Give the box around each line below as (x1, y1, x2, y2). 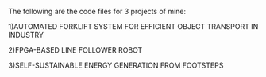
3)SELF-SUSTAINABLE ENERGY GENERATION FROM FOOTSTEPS (8, 60, 224, 70)
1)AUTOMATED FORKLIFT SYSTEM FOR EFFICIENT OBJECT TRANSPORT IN (8, 22, 259, 31)
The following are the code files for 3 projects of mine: (8, 7, 187, 16)
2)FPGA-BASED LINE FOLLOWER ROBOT (8, 46, 143, 54)
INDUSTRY (8, 31, 44, 39)
